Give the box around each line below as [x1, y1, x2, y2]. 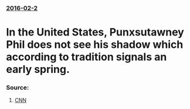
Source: [6, 83, 29, 92]
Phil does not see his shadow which [6, 38, 184, 51]
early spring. [6, 63, 70, 76]
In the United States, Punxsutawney [6, 26, 185, 39]
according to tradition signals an [6, 51, 167, 64]
